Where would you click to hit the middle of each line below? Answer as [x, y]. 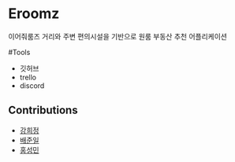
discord [32, 85]
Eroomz [34, 14]
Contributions [43, 110]
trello [28, 77]
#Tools [19, 52]
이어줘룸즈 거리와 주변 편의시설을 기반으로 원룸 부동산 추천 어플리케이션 [117, 36]
